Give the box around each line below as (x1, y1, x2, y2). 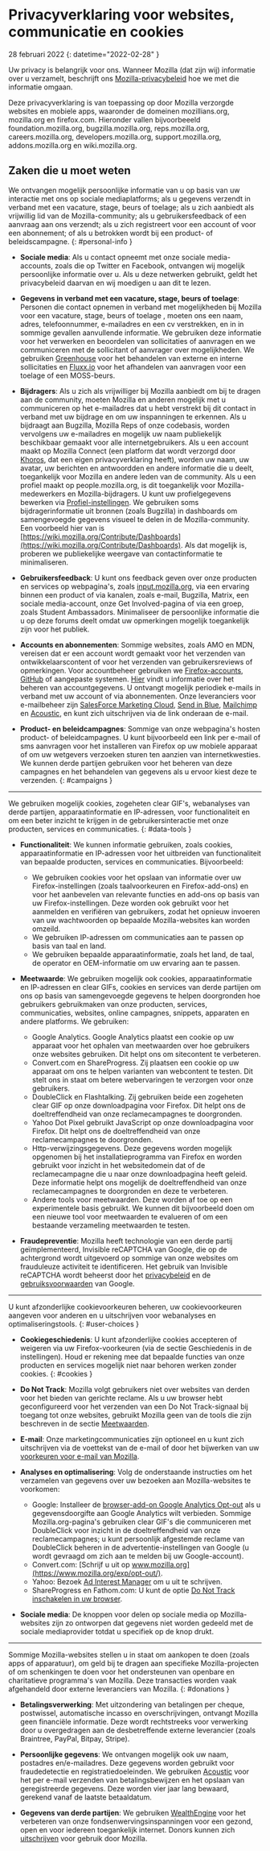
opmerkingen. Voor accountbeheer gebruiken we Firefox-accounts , (19, 665, 243, 675)
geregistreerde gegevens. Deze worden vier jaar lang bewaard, (19, 1783, 229, 1793)
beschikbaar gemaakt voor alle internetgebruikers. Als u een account (19, 437, 249, 447)
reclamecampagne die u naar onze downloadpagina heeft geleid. (31, 1169, 247, 1178)
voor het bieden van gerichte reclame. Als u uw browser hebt (19, 1393, 223, 1402)
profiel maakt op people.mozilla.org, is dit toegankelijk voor (19, 480, 216, 490)
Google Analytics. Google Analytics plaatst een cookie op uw (31, 1032, 235, 1041)
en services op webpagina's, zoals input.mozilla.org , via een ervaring (19, 582, 250, 591)
